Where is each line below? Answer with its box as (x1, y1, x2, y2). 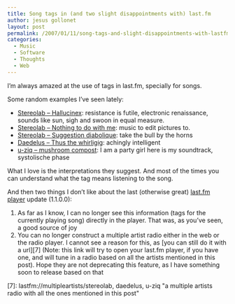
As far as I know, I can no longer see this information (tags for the (17, 208, 206, 217)
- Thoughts (13, 56, 45, 63)
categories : (7, 36, 42, 43)
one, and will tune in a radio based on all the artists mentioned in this (17, 253, 215, 261)
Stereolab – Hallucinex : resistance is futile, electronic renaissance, (17, 108, 208, 117)
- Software (13, 50, 45, 57)
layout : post (7, 23, 45, 30)
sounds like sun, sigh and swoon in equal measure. (17, 116, 165, 124)
